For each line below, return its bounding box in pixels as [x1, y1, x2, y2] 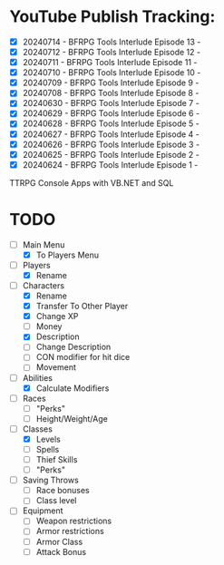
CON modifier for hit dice [35, 352, 131, 363]
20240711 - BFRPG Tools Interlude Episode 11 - [22, 57, 198, 68]
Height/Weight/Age [35, 413, 109, 424]
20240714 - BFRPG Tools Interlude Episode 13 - [22, 36, 201, 47]
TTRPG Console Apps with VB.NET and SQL [9, 177, 174, 188]
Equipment [22, 505, 63, 516]
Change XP [35, 311, 79, 322]
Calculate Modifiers [35, 383, 110, 394]
